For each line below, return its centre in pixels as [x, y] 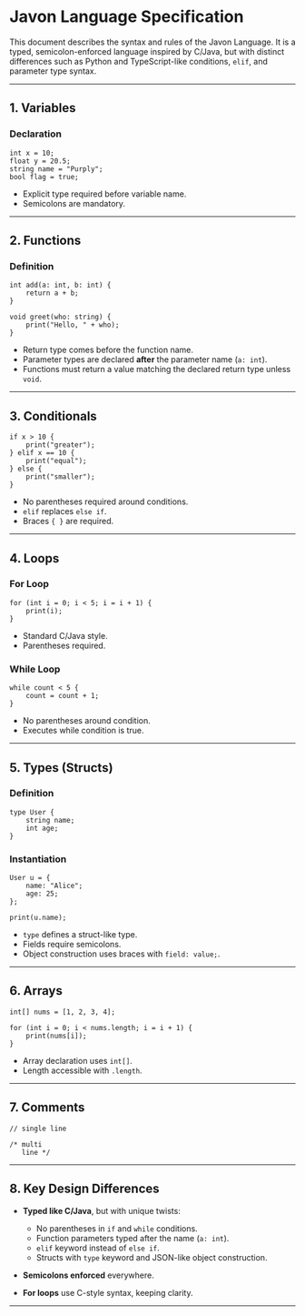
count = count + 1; [63, 696]
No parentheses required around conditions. [105, 501]
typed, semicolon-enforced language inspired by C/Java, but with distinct [147, 51]
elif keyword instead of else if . [98, 1248]
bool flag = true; [44, 177]
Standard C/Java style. [65, 635]
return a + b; [52, 293]
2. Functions [45, 241]
